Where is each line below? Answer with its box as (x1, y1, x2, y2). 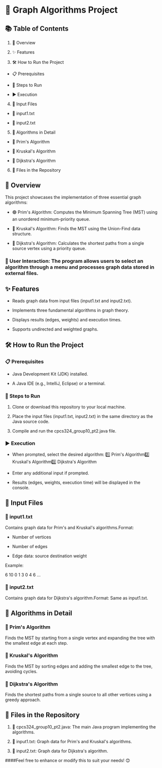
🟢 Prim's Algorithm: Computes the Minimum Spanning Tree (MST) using (12, 209, 158, 215)
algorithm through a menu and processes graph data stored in (5, 263, 155, 270)
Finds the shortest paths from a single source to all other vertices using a (5, 692, 152, 698)
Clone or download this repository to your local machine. (12, 404, 126, 410)
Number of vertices (12, 534, 52, 540)
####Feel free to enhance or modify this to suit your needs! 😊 (5, 757, 130, 763)
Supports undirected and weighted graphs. (12, 326, 99, 332)
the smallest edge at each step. (5, 640, 68, 646)
